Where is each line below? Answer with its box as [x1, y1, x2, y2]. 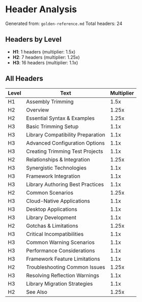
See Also [26, 288, 47, 295]
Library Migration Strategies [26, 280, 93, 287]
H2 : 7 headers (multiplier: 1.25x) [12, 54, 80, 60]
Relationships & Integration [26, 156, 90, 163]
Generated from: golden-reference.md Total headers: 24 [5, 20, 123, 26]
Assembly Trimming [26, 98, 74, 105]
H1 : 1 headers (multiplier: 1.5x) [12, 48, 76, 54]
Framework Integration [26, 172, 80, 179]
